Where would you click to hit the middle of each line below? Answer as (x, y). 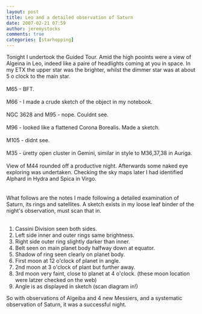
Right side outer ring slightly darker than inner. (73, 241)
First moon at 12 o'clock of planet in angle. (68, 261)
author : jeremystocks (33, 29)
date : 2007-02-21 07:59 (36, 23)
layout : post (23, 12)
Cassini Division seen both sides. (56, 229)
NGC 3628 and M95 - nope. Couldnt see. (57, 115)
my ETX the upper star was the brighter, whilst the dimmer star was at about (101, 70)
